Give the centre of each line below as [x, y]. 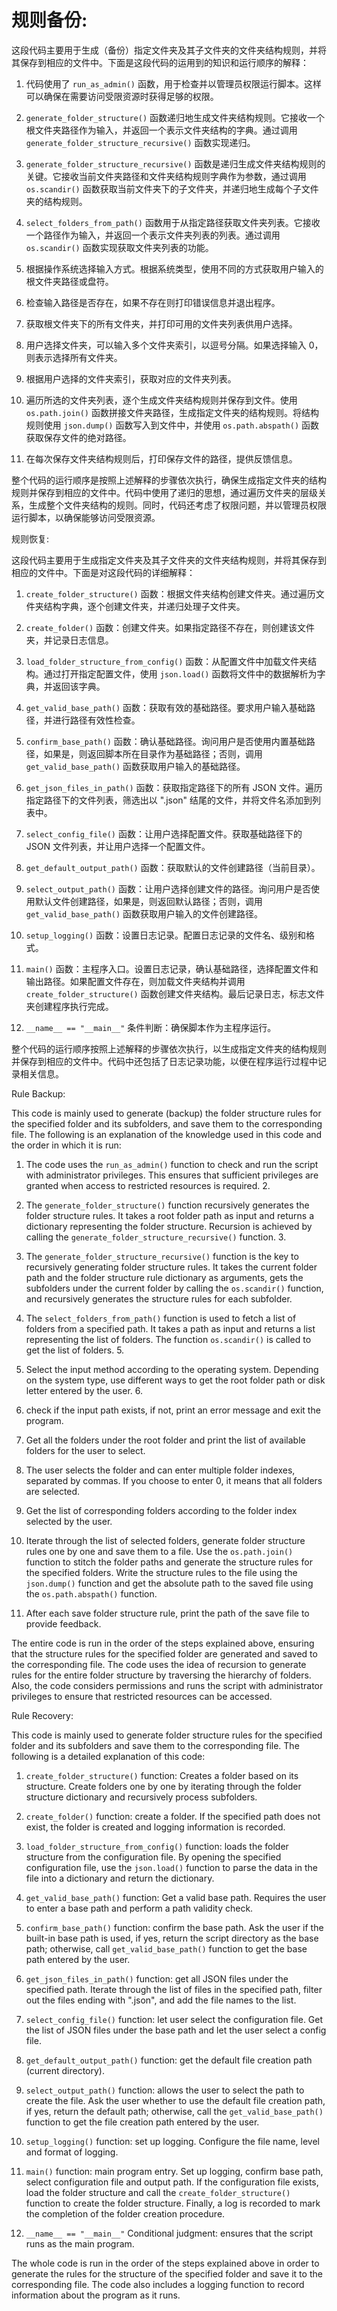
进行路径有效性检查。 [96, 720]
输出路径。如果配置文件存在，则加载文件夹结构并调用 [135, 981]
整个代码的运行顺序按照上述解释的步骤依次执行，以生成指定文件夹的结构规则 [169, 1048]
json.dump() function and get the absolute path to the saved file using [169, 1583]
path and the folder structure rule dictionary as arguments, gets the [164, 1277]
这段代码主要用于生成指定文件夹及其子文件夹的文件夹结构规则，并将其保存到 [169, 560]
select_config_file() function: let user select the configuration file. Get [174, 2019]
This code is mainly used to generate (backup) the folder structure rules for [166, 1113]
